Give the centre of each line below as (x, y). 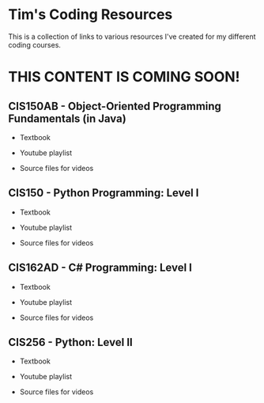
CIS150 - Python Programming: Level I (104, 193)
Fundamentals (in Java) (67, 118)
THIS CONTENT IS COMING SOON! (124, 77)
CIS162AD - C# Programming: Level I (100, 268)
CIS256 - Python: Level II (70, 342)
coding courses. (35, 44)
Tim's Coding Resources (91, 15)
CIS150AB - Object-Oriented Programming (115, 106)
